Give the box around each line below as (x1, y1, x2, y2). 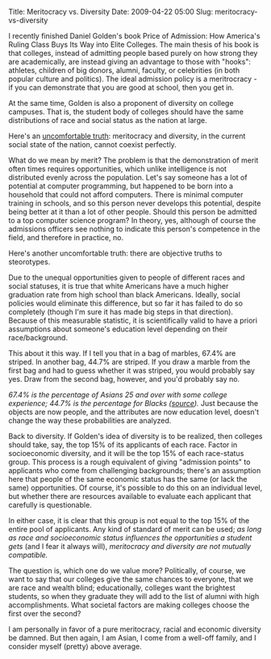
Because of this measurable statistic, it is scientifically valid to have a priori (8, 315, 258, 325)
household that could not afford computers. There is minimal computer (8, 190, 244, 199)
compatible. (8, 550, 48, 560)
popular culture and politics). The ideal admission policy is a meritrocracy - (8, 74, 257, 83)
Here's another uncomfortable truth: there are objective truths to (8, 248, 223, 258)
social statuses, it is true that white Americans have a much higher (8, 281, 229, 290)
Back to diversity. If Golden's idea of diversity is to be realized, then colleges (8, 432, 263, 441)
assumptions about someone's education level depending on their (8, 324, 228, 334)
